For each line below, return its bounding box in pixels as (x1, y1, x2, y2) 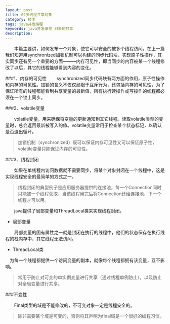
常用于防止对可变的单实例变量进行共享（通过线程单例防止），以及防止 (17, 274, 162, 280)
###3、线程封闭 (5, 157, 39, 162)
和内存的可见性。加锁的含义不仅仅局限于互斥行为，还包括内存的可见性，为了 (5, 82, 165, 88)
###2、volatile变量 (5, 105, 45, 111)
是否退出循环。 (5, 129, 36, 134)
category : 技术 (5, 17, 36, 22)
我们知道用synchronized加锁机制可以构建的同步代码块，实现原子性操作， (5, 52, 158, 58)
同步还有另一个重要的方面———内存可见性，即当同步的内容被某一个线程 (9, 58, 160, 64)
